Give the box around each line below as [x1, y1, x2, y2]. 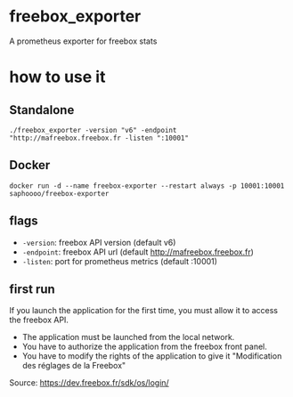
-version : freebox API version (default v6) [21, 237, 176, 247]
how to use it [9, 67, 106, 87]
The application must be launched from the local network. [21, 332, 235, 343]
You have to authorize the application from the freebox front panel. [21, 341, 267, 352]
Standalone [9, 102, 75, 117]
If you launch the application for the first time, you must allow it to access [9, 305, 279, 316]
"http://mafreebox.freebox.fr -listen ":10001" [9, 134, 190, 142]
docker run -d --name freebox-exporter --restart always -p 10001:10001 [9, 181, 285, 190]
